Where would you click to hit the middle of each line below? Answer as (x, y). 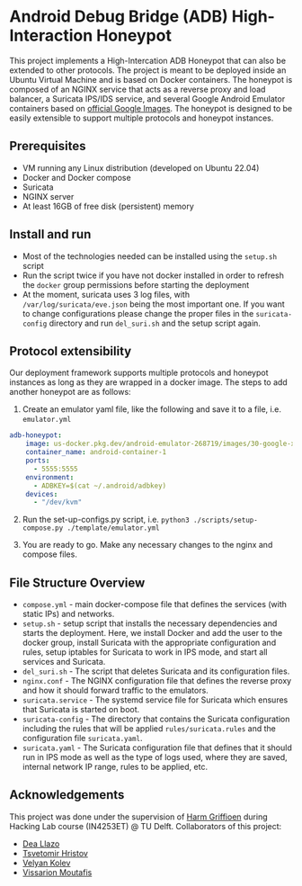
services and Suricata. (64, 662)
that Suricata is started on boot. (81, 710)
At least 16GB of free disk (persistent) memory (108, 206)
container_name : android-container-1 (96, 452)
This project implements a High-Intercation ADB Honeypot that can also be (147, 60)
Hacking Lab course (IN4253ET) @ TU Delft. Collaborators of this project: (146, 826)
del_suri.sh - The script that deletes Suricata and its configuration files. (156, 671)
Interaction (51, 36)
